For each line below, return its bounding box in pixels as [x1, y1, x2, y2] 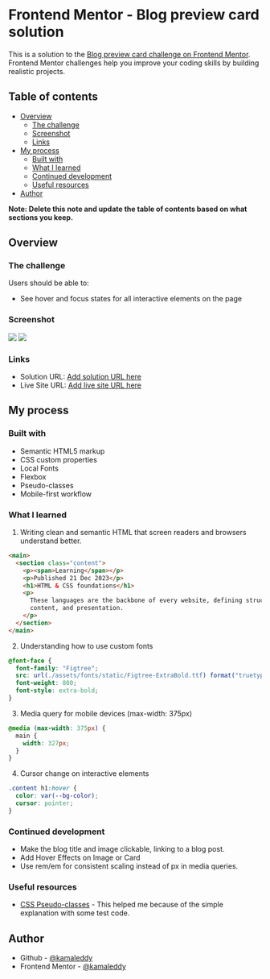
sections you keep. [8, 212, 74, 222]
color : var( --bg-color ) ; [15, 792, 99, 800]
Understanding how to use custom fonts [19, 641, 153, 650]
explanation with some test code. [19, 908, 130, 918]
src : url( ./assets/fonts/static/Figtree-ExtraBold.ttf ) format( [15, 671, 235, 680]
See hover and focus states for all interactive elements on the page [19, 294, 243, 304]
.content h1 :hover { [8, 784, 78, 793]
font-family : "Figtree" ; [15, 664, 99, 672]
